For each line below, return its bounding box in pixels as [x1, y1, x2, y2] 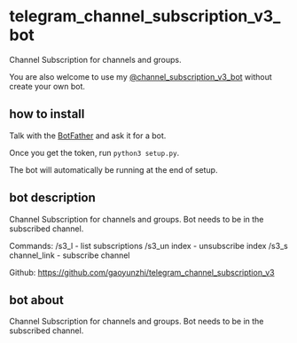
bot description [9, 191, 96, 206]
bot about [9, 292, 64, 308]
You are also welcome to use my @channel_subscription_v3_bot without [9, 71, 272, 82]
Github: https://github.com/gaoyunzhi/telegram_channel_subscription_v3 [9, 267, 275, 277]
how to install [9, 106, 85, 121]
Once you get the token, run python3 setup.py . [9, 147, 180, 158]
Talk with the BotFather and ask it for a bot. [9, 130, 167, 141]
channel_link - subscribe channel [9, 250, 130, 261]
